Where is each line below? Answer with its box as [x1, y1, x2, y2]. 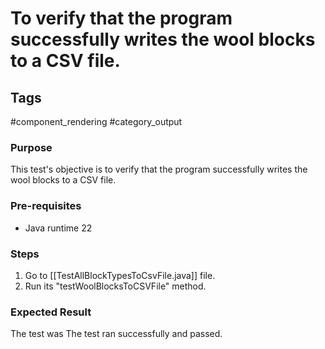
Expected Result [10, 305, 92, 319]
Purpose [10, 140, 53, 154]
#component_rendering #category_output [10, 116, 183, 127]
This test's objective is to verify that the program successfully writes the [10, 163, 308, 176]
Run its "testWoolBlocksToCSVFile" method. [24, 280, 207, 292]
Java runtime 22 [24, 222, 93, 234]
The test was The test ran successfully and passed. [10, 328, 223, 340]
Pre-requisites [10, 199, 82, 213]
